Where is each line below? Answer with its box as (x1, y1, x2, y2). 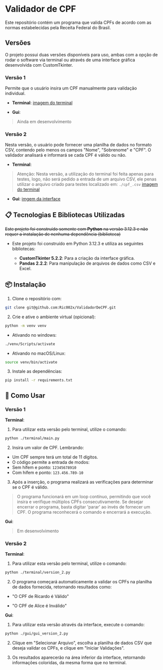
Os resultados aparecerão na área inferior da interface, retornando (12, 654, 146, 660)
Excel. (19, 266, 32, 272)
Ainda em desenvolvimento (16, 119, 72, 125)
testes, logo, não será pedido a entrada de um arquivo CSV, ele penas (16, 176, 157, 182)
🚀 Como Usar (5, 391, 46, 399)
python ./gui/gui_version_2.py (5, 631, 68, 636)
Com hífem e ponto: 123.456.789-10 (12, 470, 83, 475)
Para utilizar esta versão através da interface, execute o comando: (12, 622, 145, 628)
